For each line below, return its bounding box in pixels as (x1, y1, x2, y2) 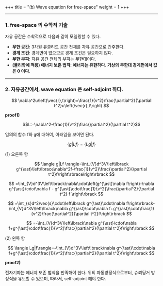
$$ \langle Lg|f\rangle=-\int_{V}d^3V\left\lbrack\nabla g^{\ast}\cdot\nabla (8, 245, 155, 251)
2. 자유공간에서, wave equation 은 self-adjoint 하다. (5, 86, 124, 93)
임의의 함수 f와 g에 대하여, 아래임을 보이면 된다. (5, 131, 95, 137)
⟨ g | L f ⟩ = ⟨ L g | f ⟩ (67, 141, 96, 147)
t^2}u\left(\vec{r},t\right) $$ (54, 102, 109, 108)
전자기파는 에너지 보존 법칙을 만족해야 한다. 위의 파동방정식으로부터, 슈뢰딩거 (5, 269, 150, 275)
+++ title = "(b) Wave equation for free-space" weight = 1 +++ (5, 4, 130, 10)
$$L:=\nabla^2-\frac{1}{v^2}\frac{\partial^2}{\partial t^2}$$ (22, 121, 141, 127)
